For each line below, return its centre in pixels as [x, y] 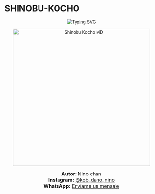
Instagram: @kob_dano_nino [81, 180]
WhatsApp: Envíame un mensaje [81, 186]
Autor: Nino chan [81, 174]
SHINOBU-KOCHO [42, 9]
